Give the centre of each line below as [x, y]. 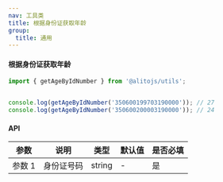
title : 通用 [34, 38]
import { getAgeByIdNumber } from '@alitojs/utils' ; [97, 81]
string [102, 165]
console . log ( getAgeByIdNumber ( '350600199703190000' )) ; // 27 [111, 103]
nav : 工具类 [26, 15]
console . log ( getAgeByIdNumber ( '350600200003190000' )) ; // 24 [111, 110]
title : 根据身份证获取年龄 [48, 23]
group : [19, 30]
